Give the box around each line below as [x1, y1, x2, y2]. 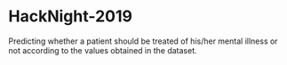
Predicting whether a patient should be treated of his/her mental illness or [8, 36, 278, 46]
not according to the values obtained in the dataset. [8, 45, 197, 55]
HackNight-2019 [8, 6, 133, 27]
